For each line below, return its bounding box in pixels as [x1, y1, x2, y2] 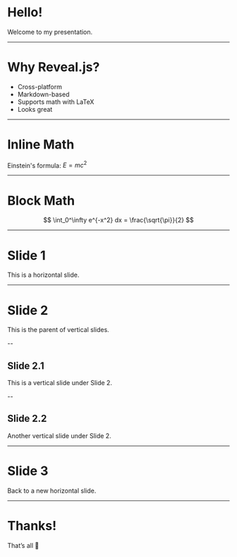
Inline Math [7, 137, 75, 153]
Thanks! [7, 518, 57, 534]
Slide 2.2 [7, 413, 47, 425]
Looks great [17, 105, 53, 113]
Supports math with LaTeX [17, 97, 95, 106]
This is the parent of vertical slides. [7, 326, 109, 334]
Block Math [7, 193, 75, 209]
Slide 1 [7, 247, 46, 263]
